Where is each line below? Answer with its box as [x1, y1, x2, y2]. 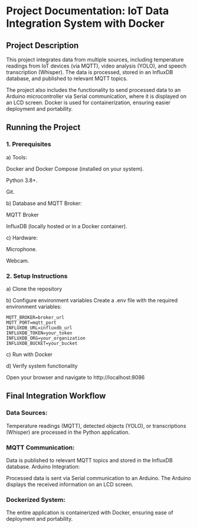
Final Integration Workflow [6, 391, 106, 401]
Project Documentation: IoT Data [6, 4, 169, 18]
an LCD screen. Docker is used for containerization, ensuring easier [6, 99, 171, 106]
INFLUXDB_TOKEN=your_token [6, 330, 73, 336]
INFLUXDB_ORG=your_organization [6, 335, 86, 341]
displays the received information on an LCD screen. [6, 481, 134, 488]
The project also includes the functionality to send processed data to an [6, 87, 181, 93]
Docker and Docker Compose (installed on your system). [6, 165, 145, 172]
